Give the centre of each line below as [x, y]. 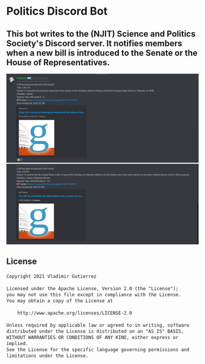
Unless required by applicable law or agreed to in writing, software [98, 325]
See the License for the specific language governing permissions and [98, 349]
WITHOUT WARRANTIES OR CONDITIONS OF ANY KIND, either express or [92, 337]
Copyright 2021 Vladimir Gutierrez [52, 276]
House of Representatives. [58, 62]
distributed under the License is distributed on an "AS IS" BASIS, [95, 331]
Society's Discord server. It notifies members [94, 43]
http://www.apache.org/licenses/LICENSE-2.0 [75, 313]
